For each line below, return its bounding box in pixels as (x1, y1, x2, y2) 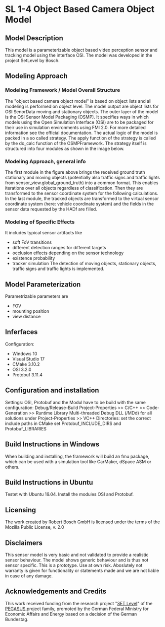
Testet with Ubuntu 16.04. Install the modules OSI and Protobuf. (5, 491, 134, 497)
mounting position (12, 308, 49, 314)
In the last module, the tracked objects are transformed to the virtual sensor (5, 195, 159, 202)
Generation (5, 410, 28, 416)
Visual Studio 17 (12, 356, 45, 362)
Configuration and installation (5, 386, 99, 395)
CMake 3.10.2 (12, 361, 40, 367)
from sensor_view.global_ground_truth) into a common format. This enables (5, 180, 159, 186)
